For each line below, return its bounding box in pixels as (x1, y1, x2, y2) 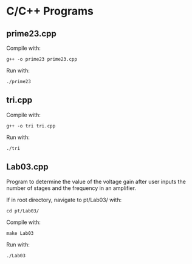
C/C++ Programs (6, 4, 94, 18)
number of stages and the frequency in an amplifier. (6, 184, 137, 192)
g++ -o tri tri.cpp (6, 123, 56, 129)
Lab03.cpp (6, 162, 49, 172)
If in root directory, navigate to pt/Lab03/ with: (6, 196, 122, 203)
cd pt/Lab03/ (6, 208, 39, 214)
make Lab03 (6, 230, 34, 236)
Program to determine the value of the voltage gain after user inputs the (6, 178, 187, 185)
